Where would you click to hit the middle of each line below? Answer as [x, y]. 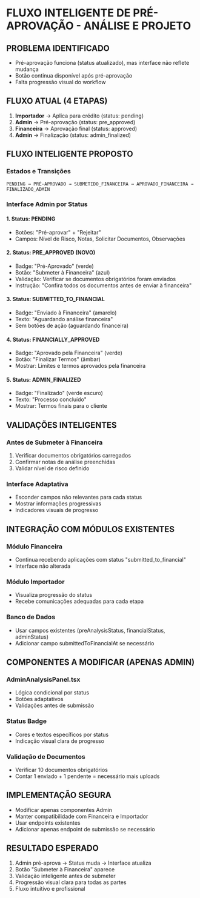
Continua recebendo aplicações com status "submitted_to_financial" [100, 560]
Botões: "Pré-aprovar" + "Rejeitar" [58, 232]
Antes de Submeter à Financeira [55, 442]
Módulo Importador [35, 582]
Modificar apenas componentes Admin [64, 810]
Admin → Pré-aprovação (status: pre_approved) [75, 122]
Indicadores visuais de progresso [57, 510]
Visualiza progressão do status [54, 595]
